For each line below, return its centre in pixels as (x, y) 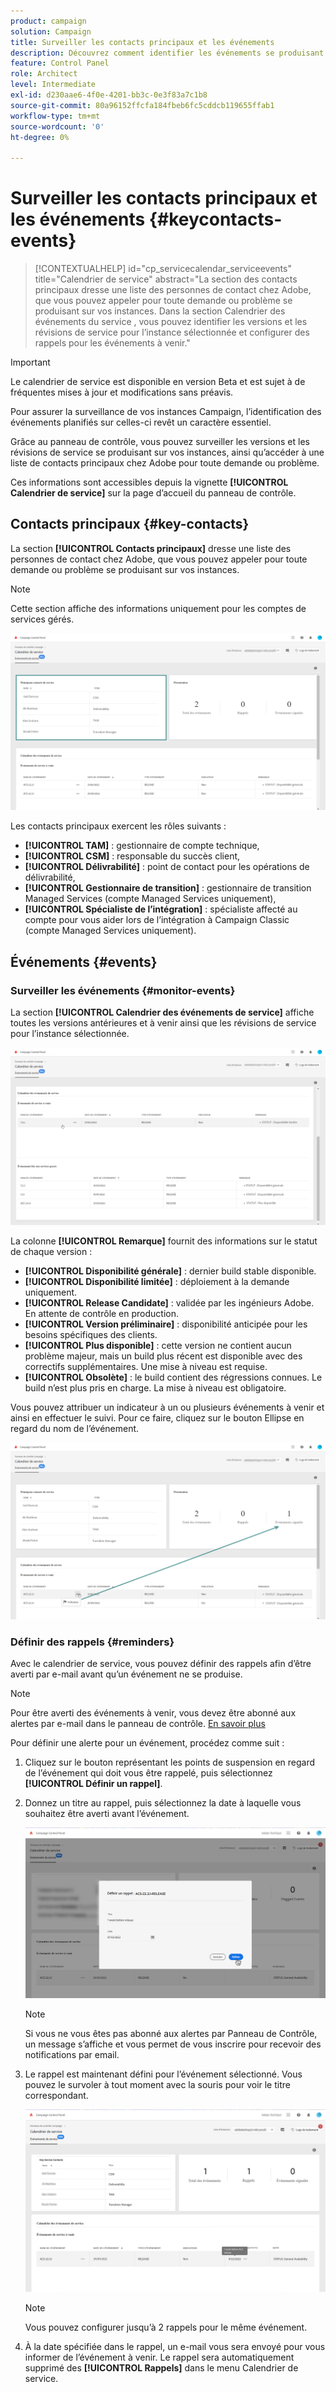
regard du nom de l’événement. (75, 1428)
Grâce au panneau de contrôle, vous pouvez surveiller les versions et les (160, 442)
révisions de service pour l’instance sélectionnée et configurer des (172, 332)
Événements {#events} (84, 961)
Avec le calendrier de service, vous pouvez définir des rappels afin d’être (161, 1664)
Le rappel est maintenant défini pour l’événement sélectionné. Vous (163, 2074)
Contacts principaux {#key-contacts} (130, 524)
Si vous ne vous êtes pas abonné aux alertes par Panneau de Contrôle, (171, 2033)
